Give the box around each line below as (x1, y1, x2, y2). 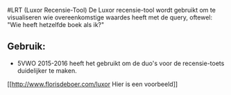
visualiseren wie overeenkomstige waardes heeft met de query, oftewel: (7, 13, 213, 21)
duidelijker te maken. (17, 66, 78, 75)
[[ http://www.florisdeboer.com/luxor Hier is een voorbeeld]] (7, 80, 178, 88)
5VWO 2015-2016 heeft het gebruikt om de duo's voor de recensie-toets (17, 59, 225, 67)
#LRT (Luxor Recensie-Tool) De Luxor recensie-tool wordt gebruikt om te (7, 6, 216, 14)
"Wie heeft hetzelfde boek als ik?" (7, 21, 105, 28)
